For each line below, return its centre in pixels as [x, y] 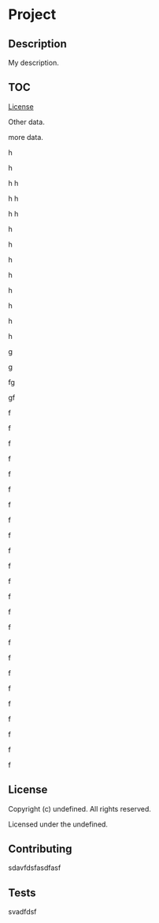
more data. [26, 137]
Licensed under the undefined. [58, 824]
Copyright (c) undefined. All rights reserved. [80, 808]
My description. [33, 62]
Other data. [26, 122]
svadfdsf [22, 912]
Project [32, 15]
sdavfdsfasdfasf [35, 868]
